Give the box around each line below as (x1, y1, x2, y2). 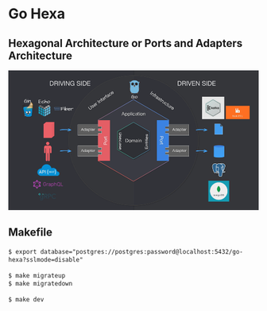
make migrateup (15, 271, 66, 279)
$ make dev (8, 295, 44, 303)
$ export (8, 247, 37, 255)
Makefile (8, 226, 53, 239)
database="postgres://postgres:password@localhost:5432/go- (40, 247, 244, 255)
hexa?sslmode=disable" (8, 255, 83, 263)
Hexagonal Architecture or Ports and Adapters (8, 37, 243, 50)
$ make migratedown (8, 279, 73, 287)
